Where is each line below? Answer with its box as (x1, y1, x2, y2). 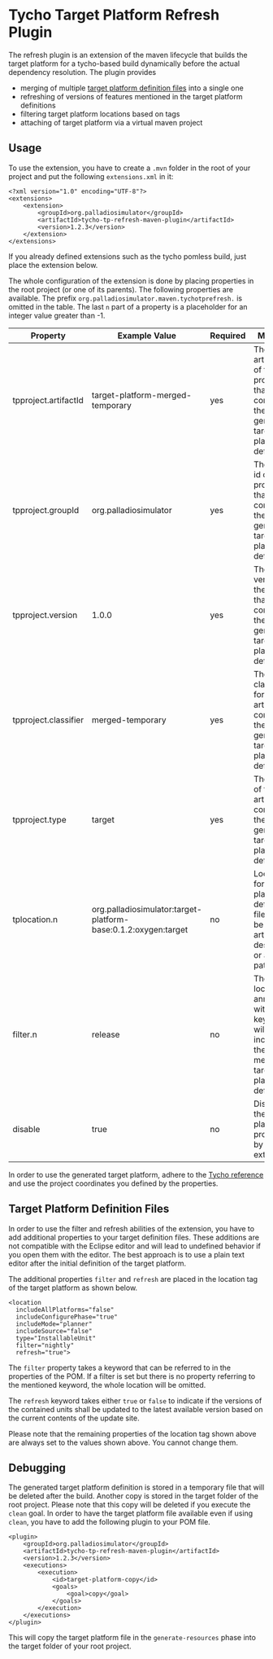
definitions (19, 100, 56, 110)
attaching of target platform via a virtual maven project (19, 117, 203, 127)
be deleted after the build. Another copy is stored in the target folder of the (8, 1491, 258, 1501)
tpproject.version (12, 609, 78, 621)
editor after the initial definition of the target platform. (8, 1258, 187, 1268)
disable (12, 1123, 41, 1135)
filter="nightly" (15, 1341, 75, 1350)
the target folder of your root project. (8, 1641, 132, 1651)
